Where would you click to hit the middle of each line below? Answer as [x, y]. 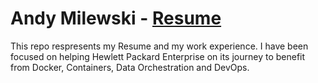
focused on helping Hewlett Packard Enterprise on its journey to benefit [158, 56]
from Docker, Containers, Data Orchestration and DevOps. [130, 67]
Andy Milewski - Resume [116, 18]
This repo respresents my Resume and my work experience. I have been [159, 46]
